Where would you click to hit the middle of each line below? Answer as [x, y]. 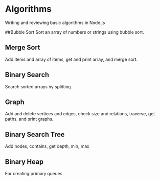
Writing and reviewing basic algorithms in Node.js [55, 23]
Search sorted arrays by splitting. [39, 86]
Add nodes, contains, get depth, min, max [47, 146]
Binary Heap [24, 162]
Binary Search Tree [35, 134]
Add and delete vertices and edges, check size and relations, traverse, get [80, 114]
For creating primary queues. [34, 173]
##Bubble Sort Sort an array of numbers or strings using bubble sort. [75, 32]
